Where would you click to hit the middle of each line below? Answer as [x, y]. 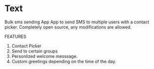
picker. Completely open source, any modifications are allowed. [68, 27]
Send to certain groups [34, 51]
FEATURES [16, 36]
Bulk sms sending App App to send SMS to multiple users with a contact [77, 22]
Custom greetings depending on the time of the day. [64, 61]
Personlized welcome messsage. [44, 56]
